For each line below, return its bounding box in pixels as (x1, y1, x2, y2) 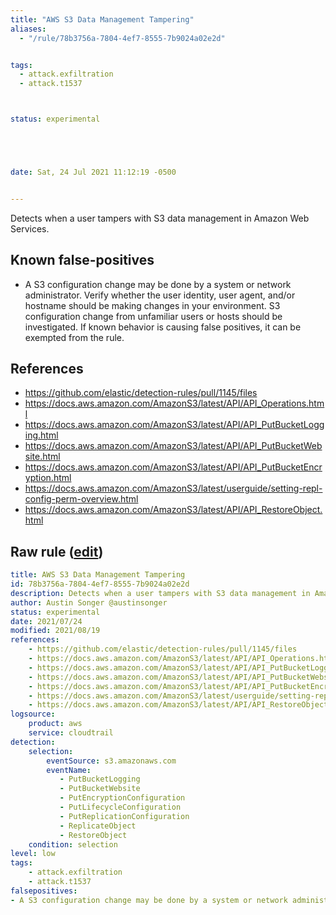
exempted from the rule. (24, 331, 125, 343)
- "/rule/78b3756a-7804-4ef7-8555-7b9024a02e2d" (19, 33, 226, 43)
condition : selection (28, 839, 118, 850)
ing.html (24, 429, 59, 441)
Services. (10, 222, 50, 235)
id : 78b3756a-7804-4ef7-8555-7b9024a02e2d (10, 579, 190, 590)
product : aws (28, 719, 83, 729)
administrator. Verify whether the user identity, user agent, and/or (24, 289, 296, 301)
